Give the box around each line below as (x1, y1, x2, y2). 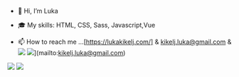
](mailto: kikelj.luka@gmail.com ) (33, 49, 126, 57)
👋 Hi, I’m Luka (17, 7, 58, 15)
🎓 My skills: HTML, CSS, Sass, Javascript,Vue (17, 21, 156, 29)
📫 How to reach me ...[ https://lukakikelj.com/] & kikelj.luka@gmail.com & (17, 37, 232, 46)
